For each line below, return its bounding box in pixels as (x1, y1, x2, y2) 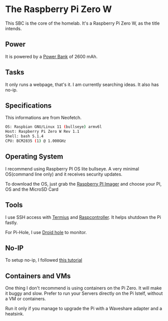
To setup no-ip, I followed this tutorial (5, 257, 83, 263)
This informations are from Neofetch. (5, 115, 82, 121)
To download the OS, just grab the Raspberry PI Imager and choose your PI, (5, 181, 162, 187)
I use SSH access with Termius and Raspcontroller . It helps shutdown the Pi (5, 214, 161, 220)
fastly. (5, 219, 18, 225)
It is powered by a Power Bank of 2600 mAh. (5, 53, 98, 59)
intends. (5, 25, 22, 31)
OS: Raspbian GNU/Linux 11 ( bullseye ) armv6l (5, 124, 102, 129)
